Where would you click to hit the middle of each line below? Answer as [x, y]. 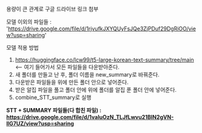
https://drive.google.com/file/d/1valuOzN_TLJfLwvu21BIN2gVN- [90, 117]
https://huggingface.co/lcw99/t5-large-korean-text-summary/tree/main [104, 60]
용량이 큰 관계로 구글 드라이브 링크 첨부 [52, 9]
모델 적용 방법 [23, 48]
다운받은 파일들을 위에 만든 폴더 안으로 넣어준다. [72, 82]
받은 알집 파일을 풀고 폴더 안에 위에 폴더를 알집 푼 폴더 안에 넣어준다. [96, 90]
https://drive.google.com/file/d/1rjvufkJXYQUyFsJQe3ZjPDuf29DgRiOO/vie [102, 29]
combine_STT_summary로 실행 [53, 97]
